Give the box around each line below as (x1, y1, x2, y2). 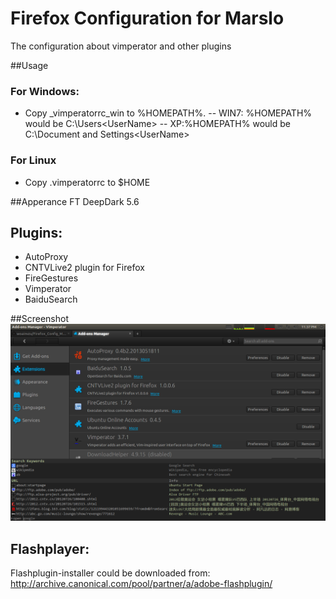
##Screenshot (10, 313, 69, 325)
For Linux (10, 153, 57, 167)
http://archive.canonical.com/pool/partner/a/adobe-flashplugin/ (10, 578, 273, 590)
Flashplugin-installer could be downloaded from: (10, 567, 211, 579)
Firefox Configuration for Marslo (10, 7, 285, 30)
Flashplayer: (10, 540, 90, 557)
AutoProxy (24, 251, 69, 263)
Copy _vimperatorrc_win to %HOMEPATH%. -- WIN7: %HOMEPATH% (24, 107, 313, 119)
